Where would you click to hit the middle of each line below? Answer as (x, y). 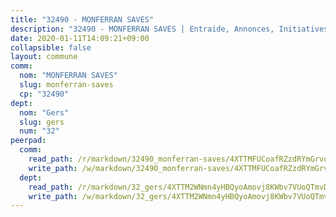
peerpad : (28, 141)
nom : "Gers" (44, 112)
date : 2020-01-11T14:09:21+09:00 (80, 38)
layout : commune (44, 57)
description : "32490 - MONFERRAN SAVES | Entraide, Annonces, (142, 29)
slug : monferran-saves (66, 85)
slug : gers (42, 122)
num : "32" (39, 131)
